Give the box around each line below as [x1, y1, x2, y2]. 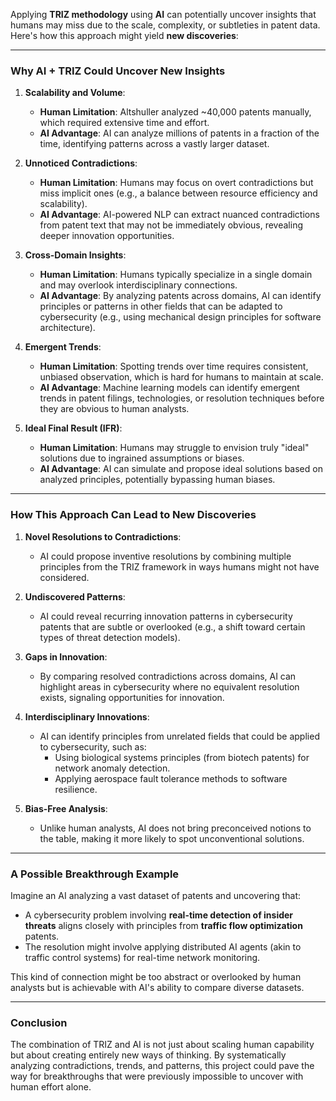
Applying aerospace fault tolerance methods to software [54, 772, 288, 784]
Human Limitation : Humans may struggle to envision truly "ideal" [39, 442, 310, 454]
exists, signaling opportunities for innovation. [39, 691, 225, 703]
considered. [39, 571, 90, 583]
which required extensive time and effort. [39, 117, 210, 129]
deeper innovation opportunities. [39, 230, 175, 242]
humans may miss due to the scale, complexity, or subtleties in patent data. [10, 19, 321, 31]
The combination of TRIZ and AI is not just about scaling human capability [10, 1039, 315, 1051]
